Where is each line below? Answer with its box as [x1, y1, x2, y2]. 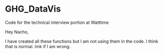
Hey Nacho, [5, 29, 29, 35]
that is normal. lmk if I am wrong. [5, 43, 71, 49]
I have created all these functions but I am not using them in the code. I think [5, 38, 159, 44]
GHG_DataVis [5, 3, 61, 15]
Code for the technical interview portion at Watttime [5, 19, 109, 25]
